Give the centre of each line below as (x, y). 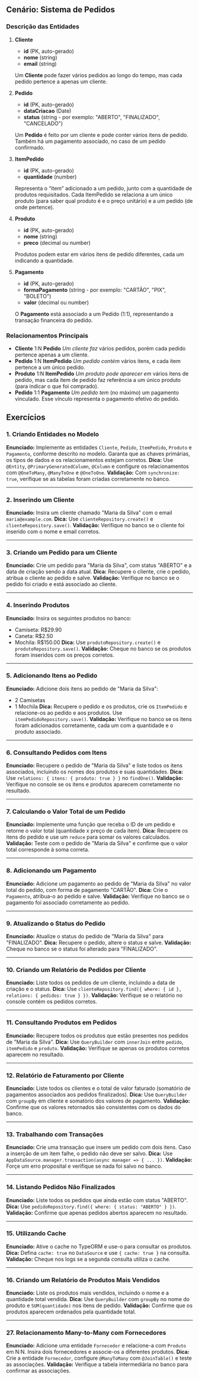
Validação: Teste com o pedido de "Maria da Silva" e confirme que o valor (97, 843)
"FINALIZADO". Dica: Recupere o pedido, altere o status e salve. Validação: (99, 943)
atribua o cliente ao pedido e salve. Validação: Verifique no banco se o (93, 578)
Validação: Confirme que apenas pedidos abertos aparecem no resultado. (97, 1213)
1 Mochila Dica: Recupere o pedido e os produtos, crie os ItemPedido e (101, 706)
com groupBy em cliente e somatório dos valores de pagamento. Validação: (98, 1101)
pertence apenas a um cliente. (52, 355)
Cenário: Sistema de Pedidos (61, 10)
